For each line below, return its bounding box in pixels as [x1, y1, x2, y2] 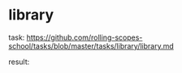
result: [8, 57, 30, 67]
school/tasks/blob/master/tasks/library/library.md [8, 41, 175, 50]
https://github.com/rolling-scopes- [26, 32, 143, 42]
